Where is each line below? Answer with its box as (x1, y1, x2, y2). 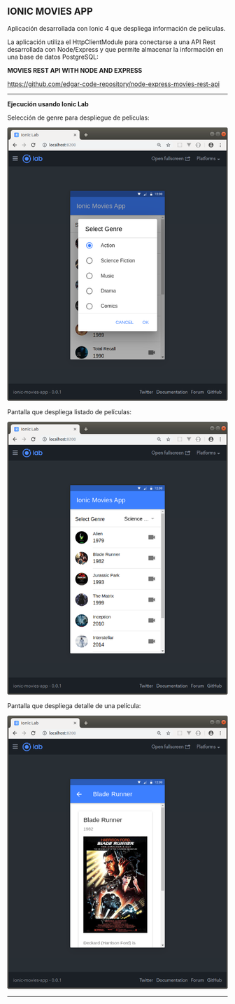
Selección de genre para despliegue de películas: (7, 113, 150, 122)
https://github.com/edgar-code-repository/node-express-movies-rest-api (7, 80, 220, 88)
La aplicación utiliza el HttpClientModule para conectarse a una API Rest (7, 38, 215, 46)
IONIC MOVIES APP (7, 6, 93, 17)
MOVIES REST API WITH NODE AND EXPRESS (7, 66, 143, 74)
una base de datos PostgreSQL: (7, 52, 99, 61)
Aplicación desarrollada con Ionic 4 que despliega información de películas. (7, 24, 226, 32)
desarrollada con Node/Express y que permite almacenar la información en (7, 45, 224, 53)
